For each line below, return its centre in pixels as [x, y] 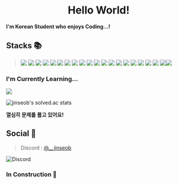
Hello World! [99, 10]
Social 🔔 [21, 134]
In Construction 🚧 [31, 174]
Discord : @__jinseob [46, 148]
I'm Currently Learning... [42, 79]
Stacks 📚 [24, 46]
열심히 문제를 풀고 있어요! [35, 115]
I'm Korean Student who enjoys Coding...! [58, 26]
